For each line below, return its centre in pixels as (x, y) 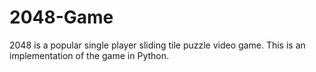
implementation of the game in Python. (89, 55)
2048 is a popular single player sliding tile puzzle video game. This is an (157, 45)
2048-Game (61, 17)
